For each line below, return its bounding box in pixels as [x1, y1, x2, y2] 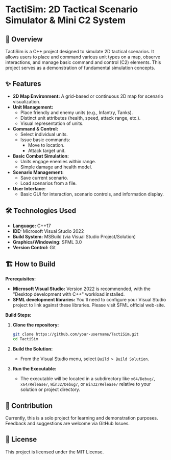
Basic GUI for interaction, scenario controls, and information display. [20, 191, 164, 197]
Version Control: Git [12, 244, 56, 250]
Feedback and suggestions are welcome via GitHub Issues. [5, 421, 130, 426]
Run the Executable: [12, 366, 57, 372]
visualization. [12, 98, 41, 104]
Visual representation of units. [20, 120, 84, 126]
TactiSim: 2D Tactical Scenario [5, 4, 138, 15]
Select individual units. [20, 131, 68, 137]
